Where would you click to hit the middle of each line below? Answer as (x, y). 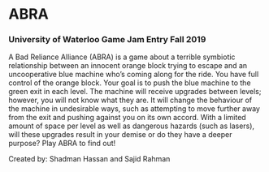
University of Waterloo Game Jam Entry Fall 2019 (107, 40)
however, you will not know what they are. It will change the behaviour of (130, 100)
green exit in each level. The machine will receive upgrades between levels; (135, 92)
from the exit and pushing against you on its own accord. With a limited (127, 118)
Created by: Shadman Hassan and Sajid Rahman (89, 159)
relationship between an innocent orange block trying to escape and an (128, 66)
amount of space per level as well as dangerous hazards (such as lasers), (131, 126)
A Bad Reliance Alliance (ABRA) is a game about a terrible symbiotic (122, 57)
